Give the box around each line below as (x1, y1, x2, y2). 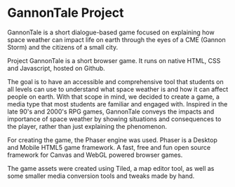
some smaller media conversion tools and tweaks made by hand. (7, 172, 195, 180)
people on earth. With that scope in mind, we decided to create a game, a (7, 92, 220, 101)
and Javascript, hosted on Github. (7, 64, 105, 72)
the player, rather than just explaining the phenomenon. (7, 122, 167, 130)
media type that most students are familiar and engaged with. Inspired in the (7, 99, 228, 108)
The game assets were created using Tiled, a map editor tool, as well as (7, 164, 215, 172)
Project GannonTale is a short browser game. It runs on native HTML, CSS (7, 56, 221, 64)
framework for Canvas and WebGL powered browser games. (7, 151, 183, 159)
